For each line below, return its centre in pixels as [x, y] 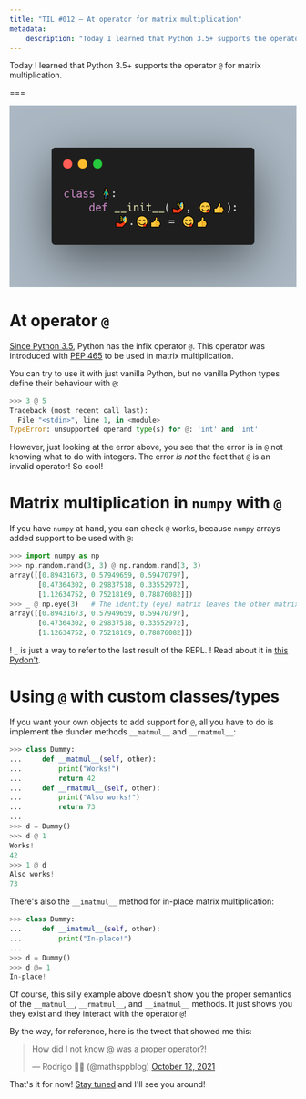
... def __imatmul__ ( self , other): [85, 930]
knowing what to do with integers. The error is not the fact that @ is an [140, 457]
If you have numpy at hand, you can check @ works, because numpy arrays [145, 529]
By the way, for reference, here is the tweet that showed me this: [131, 1032]
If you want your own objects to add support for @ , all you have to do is [142, 722]
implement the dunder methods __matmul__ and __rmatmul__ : [123, 732]
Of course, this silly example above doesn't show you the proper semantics [151, 994]
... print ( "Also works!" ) [75, 797]
